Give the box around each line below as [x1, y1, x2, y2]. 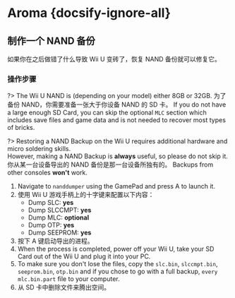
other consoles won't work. [7, 168, 88, 177]
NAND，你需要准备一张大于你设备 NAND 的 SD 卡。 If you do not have [20, 100, 227, 109]
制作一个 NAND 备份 [7, 35, 95, 47]
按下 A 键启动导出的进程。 [17, 237, 94, 245]
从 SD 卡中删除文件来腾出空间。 [17, 283, 111, 292]
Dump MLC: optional [28, 213, 90, 222]
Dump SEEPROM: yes [28, 228, 92, 237]
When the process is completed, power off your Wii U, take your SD [17, 245, 215, 254]
